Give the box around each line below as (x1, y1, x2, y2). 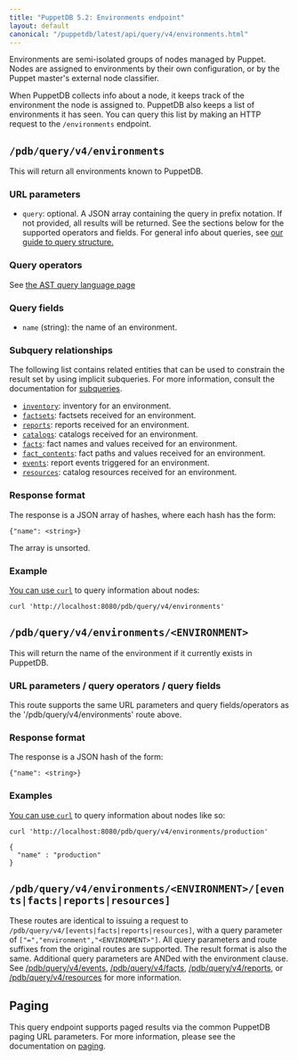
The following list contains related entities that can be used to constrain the (9, 365, 286, 375)
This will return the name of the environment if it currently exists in (9, 647, 253, 658)
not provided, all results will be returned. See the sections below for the (21, 218, 285, 228)
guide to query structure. (21, 237, 114, 248)
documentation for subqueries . (9, 383, 123, 394)
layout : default (9, 21, 69, 30)
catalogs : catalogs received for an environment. (21, 429, 198, 440)
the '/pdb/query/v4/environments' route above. (9, 710, 182, 720)
